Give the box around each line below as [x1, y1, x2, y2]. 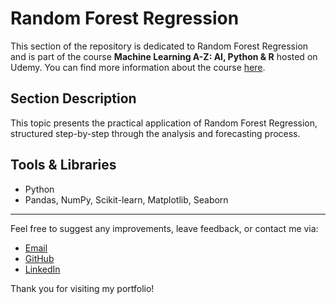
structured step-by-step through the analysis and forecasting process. [10, 127, 301, 139]
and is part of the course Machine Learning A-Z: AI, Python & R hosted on [10, 50, 318, 62]
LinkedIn [24, 263, 61, 275]
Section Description [10, 90, 137, 107]
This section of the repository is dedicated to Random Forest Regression [10, 40, 309, 52]
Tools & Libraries [10, 157, 117, 174]
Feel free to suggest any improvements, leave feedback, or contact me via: [10, 222, 319, 234]
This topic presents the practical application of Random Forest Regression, [10, 117, 318, 129]
